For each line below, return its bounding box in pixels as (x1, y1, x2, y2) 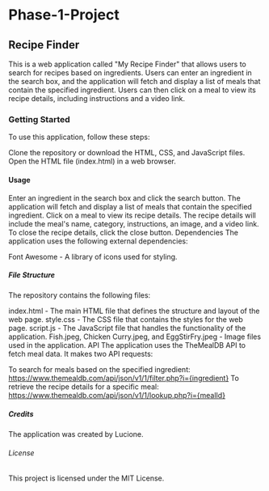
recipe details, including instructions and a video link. (8, 94, 186, 103)
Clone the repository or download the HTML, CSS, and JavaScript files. (8, 148, 246, 158)
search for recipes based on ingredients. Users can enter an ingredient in (8, 68, 252, 78)
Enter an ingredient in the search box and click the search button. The (8, 193, 241, 203)
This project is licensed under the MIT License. (8, 473, 165, 483)
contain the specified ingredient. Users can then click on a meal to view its (8, 85, 256, 95)
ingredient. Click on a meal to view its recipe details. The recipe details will (8, 210, 256, 220)
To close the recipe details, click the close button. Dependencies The (8, 227, 238, 237)
